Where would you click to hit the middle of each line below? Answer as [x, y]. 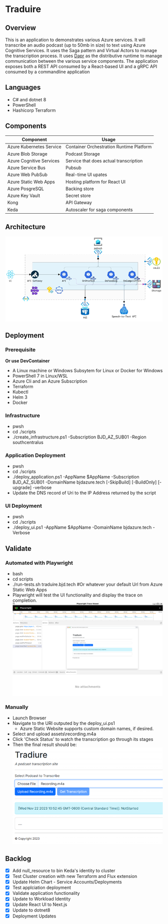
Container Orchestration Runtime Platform [109, 147]
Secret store [78, 196]
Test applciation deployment [41, 888]
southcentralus [28, 442]
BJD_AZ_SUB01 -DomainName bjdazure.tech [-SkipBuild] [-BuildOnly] [84, 482]
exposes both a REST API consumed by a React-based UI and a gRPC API [81, 66]
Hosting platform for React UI [96, 182]
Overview [21, 28]
